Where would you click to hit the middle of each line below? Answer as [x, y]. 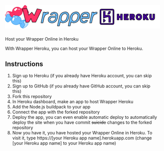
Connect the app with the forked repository [56, 112]
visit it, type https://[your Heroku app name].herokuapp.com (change [82, 138]
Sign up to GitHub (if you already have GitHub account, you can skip [81, 86]
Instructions [24, 64]
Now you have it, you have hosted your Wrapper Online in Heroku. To [82, 133]
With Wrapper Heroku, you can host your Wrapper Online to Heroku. [74, 48]
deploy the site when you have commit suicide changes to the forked [82, 123]
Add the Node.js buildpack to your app [51, 107]
